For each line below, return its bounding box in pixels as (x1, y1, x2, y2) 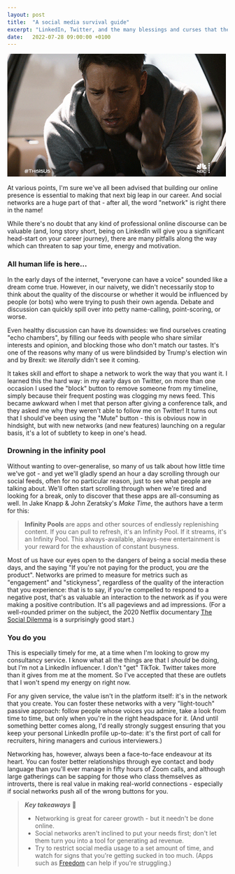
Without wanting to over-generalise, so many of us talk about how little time (7, 461, 225, 470)
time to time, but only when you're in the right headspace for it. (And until (7, 714, 219, 723)
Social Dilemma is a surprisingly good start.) (7, 615, 135, 624)
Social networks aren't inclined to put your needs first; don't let (34, 829, 217, 838)
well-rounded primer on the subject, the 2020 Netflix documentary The (7, 608, 213, 616)
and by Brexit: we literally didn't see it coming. (7, 355, 141, 364)
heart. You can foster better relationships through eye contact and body (7, 757, 215, 766)
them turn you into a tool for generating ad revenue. (34, 836, 184, 845)
